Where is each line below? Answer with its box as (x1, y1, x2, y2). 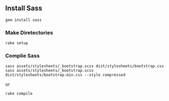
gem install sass (5, 17, 42, 22)
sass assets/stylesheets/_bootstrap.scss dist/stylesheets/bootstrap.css (5, 64, 164, 69)
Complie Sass (5, 53, 40, 60)
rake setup (5, 40, 28, 46)
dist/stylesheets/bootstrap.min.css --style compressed (5, 73, 125, 78)
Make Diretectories (5, 29, 53, 36)
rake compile (5, 91, 33, 96)
